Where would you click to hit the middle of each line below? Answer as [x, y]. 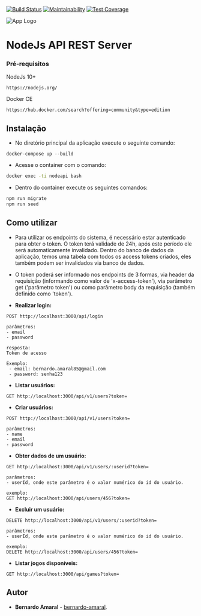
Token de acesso [26, 353]
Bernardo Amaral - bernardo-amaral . [61, 607]
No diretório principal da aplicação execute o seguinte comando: [95, 143]
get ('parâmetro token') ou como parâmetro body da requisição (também [105, 287]
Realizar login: [33, 305]
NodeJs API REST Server [69, 45]
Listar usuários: [35, 385]
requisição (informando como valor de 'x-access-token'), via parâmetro [103, 281]
